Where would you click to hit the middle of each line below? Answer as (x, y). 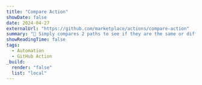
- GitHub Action (32, 56)
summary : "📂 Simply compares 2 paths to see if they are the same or (95, 34)
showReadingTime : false (36, 40)
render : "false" (32, 67)
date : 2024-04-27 (28, 23)
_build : (16, 62)
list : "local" (29, 73)
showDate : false (26, 17)
